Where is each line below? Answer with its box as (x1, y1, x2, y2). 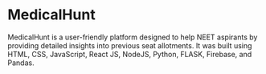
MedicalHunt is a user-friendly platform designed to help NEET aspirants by (7, 32, 258, 42)
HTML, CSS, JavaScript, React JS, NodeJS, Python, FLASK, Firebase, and (7, 49, 252, 59)
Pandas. (7, 58, 35, 68)
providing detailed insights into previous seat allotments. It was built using (7, 40, 252, 50)
